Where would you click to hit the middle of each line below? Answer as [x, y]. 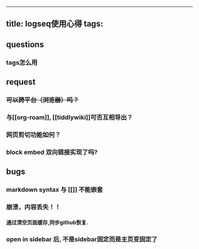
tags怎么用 [22, 62]
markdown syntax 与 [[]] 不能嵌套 [54, 190]
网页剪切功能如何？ [33, 135]
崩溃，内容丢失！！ [33, 207]
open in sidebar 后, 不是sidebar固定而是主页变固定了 [82, 239]
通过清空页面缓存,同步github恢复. [47, 222]
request [21, 82]
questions [25, 44]
